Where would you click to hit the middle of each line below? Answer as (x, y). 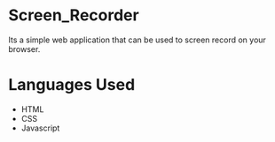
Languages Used (72, 85)
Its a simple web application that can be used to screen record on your (137, 40)
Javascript (40, 128)
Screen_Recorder (74, 15)
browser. (24, 49)
